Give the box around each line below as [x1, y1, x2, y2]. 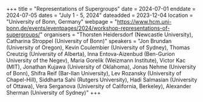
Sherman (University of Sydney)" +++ [6, 89, 101, 96]
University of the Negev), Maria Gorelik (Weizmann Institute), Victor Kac [6, 57, 186, 64]
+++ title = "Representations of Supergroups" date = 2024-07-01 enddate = [6, 5, 196, 12]
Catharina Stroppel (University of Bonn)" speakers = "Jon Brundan [6, 38, 172, 44]
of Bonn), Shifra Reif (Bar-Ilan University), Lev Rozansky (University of [6, 70, 182, 76]
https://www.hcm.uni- [117, 18, 172, 25]
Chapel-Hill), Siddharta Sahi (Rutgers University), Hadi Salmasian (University [6, 76, 198, 83]
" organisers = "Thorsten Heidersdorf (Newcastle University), [39, 31, 193, 38]
